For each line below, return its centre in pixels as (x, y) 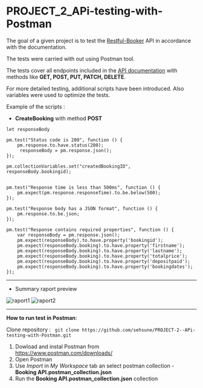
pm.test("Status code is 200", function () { (64, 140)
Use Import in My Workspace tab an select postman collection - (95, 366)
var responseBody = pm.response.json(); (69, 235)
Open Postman (34, 359)
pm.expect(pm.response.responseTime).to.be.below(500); (89, 192)
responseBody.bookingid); (39, 171)
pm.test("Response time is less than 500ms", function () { (84, 187)
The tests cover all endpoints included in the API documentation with (92, 70)
